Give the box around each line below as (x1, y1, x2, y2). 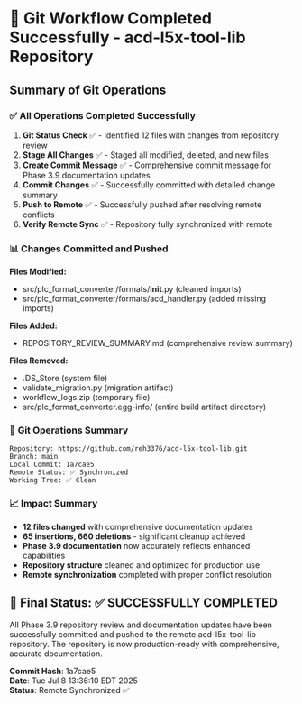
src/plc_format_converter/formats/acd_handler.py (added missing (22, 293, 266, 305)
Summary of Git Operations (9, 82, 167, 97)
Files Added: (9, 320, 58, 332)
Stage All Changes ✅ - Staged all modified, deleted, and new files (22, 149, 269, 160)
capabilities (22, 550, 66, 561)
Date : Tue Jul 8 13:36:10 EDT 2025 (9, 675, 138, 686)
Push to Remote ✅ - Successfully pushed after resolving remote (22, 198, 262, 210)
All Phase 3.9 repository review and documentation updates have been (9, 619, 273, 630)
